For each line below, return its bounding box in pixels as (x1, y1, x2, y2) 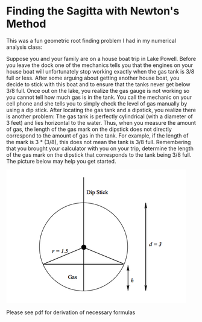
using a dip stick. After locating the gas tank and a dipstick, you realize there (6, 106, 197, 113)
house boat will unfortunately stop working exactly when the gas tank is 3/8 (6, 68, 195, 75)
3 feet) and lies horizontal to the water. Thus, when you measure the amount (6, 119, 196, 126)
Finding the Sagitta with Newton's (6, 4, 180, 18)
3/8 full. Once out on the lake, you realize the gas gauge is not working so (6, 87, 190, 94)
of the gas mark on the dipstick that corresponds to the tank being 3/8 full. (6, 151, 192, 158)
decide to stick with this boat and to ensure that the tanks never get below (6, 80, 191, 88)
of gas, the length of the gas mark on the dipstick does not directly (6, 125, 172, 133)
